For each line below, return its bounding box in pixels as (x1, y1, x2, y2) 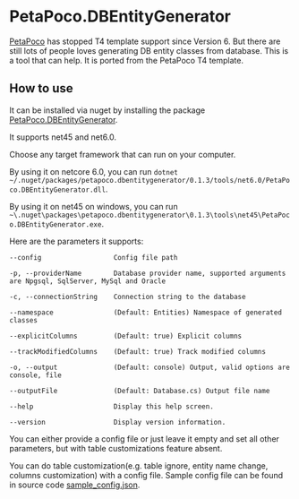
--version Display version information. (9, 417, 226, 426)
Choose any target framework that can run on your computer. (9, 149, 236, 159)
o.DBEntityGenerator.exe (9, 219, 102, 229)
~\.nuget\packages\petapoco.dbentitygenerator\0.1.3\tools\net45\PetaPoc (9, 211, 291, 219)
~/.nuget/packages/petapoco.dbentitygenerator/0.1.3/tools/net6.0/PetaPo (9, 176, 291, 185)
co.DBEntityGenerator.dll (9, 185, 106, 194)
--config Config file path (9, 253, 178, 262)
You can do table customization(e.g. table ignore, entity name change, (9, 460, 269, 471)
